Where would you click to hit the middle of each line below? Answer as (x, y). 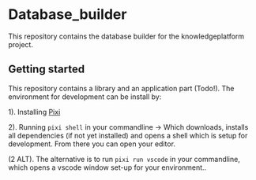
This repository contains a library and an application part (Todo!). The (121, 88)
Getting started (47, 70)
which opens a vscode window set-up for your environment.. (107, 167)
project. (21, 44)
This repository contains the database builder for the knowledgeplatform (126, 36)
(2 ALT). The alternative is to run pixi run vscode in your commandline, (124, 159)
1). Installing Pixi (34, 112)
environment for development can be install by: (85, 97)
